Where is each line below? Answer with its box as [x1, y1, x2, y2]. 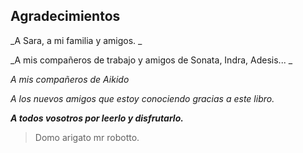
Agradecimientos [10, 8, 121, 25]
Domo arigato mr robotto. [34, 131, 140, 143]
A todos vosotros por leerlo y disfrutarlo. [10, 112, 184, 124]
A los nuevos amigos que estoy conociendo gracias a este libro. [10, 92, 275, 104]
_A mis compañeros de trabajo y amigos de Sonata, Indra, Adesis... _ [10, 54, 293, 66]
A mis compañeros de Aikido [10, 73, 130, 85]
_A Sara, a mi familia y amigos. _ [10, 34, 143, 46]
